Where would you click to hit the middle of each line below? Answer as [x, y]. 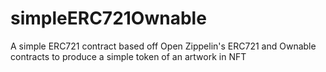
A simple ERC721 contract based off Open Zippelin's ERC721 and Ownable [163, 46]
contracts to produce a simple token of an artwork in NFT [128, 56]
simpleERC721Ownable [108, 18]
